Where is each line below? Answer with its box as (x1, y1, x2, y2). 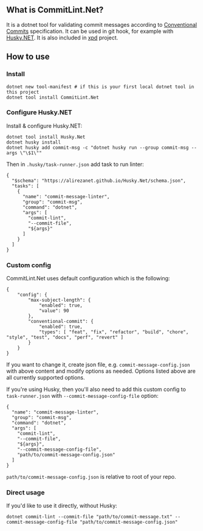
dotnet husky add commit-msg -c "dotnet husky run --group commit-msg (6, 144, 189, 151)
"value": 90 (38, 308, 69, 314)
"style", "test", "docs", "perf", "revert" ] (6, 335, 123, 341)
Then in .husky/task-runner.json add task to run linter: (6, 161, 144, 168)
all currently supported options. (6, 374, 85, 381)
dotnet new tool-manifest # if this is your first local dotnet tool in (6, 83, 194, 90)
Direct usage (6, 488, 45, 497)
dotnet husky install (6, 139, 61, 145)
